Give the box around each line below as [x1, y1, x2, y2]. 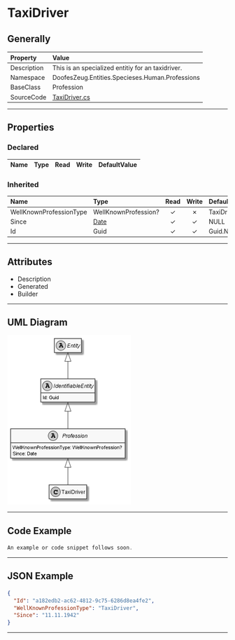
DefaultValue [98, 161, 138, 169]
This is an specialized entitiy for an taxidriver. [52, 63, 183, 72]
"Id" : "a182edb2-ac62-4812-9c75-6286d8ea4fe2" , [13, 597, 155, 604]
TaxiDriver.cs [52, 93, 91, 101]
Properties [7, 121, 55, 134]
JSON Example [7, 570, 73, 583]
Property [10, 53, 37, 62]
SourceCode [10, 93, 47, 101]
